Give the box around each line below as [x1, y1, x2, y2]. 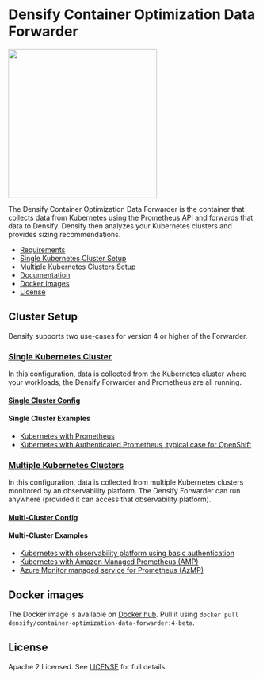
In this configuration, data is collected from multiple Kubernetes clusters [8, 478, 244, 487]
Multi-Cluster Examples [8, 531, 89, 540]
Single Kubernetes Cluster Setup [19, 253, 127, 263]
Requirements [19, 244, 66, 255]
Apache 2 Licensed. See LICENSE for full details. [8, 662, 168, 671]
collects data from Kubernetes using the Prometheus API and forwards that [8, 213, 253, 222]
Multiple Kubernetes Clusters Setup [19, 262, 136, 271]
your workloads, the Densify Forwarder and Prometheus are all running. [8, 378, 242, 387]
